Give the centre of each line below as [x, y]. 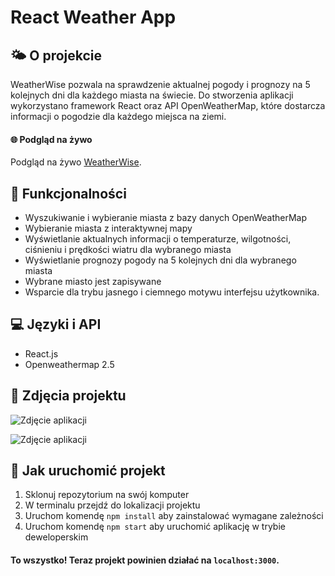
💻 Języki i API [56, 324]
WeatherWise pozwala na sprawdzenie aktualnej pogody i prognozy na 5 [160, 84]
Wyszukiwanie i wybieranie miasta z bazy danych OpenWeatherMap [166, 218]
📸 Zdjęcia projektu [68, 396]
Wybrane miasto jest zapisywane [93, 282]
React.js [41, 353]
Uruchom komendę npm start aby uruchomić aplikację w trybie [155, 527]
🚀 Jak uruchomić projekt [88, 471]
